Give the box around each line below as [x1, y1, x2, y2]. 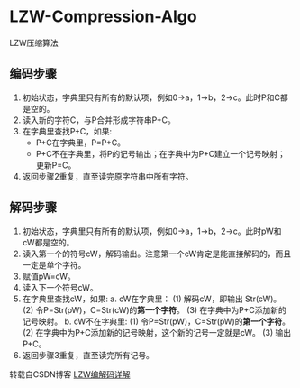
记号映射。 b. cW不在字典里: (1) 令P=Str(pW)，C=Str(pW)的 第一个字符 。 [22, 316, 291, 327]
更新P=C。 [35, 160, 77, 171]
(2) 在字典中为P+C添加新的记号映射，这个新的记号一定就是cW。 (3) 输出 [22, 327, 292, 337]
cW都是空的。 [22, 236, 75, 247]
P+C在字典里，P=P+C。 [35, 137, 126, 148]
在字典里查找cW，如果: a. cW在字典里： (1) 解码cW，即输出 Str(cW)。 [22, 293, 282, 304]
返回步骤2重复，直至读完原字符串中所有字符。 [22, 171, 194, 181]
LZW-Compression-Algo [9, 6, 197, 27]
